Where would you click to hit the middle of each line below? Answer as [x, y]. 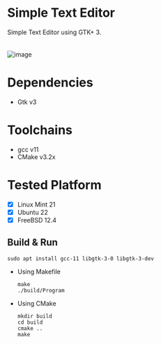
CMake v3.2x [36, 157]
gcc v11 [28, 149]
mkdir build [34, 316]
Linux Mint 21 [36, 204]
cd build [30, 322]
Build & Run [32, 242]
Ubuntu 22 [33, 212]
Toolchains [40, 130]
